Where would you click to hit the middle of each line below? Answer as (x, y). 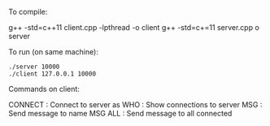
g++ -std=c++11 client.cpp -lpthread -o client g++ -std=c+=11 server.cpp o (134, 27)
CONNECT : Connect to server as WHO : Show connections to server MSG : (135, 104)
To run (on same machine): (54, 52)
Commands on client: (44, 89)
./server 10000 (34, 67)
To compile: (28, 12)
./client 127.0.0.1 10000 (52, 74)
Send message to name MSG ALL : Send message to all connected (120, 113)
